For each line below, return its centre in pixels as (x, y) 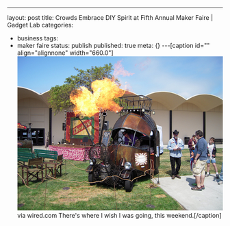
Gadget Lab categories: (40, 25)
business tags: (38, 38)
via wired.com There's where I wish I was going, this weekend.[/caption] (119, 216)
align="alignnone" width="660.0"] (65, 53)
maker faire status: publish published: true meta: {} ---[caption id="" (113, 46)
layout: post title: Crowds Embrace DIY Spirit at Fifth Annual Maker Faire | (110, 17)
